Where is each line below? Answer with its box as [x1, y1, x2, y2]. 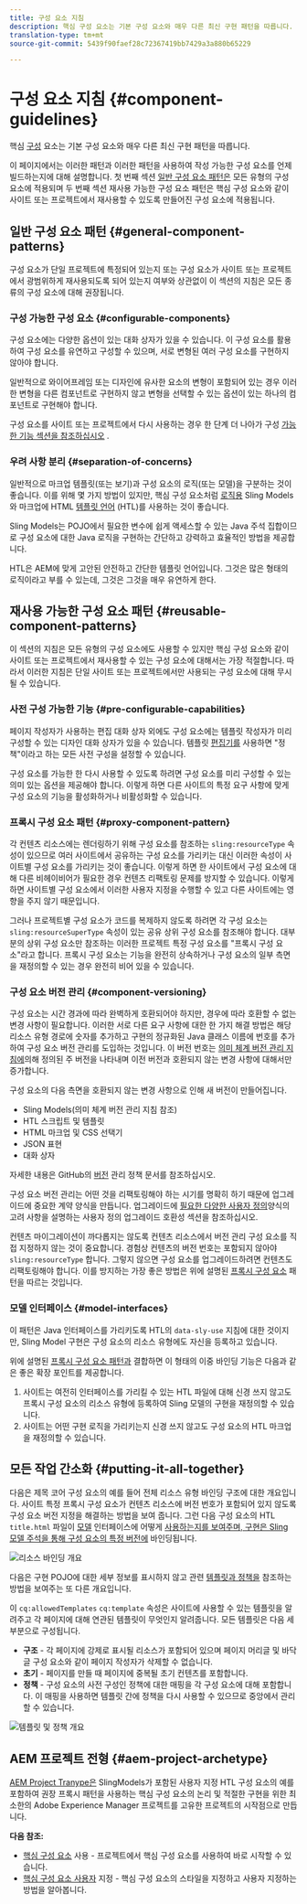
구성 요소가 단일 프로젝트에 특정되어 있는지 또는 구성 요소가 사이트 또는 [9, 264, 260, 274]
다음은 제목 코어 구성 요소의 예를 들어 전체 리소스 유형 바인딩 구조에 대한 [9, 1487, 265, 1498]
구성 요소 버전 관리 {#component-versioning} [9, 985, 207, 998]
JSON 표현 [22, 1139, 62, 1150]
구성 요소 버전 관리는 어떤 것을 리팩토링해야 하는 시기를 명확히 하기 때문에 [9, 1189, 270, 1200]
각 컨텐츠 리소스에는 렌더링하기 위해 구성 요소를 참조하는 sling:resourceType [9, 839, 286, 849]
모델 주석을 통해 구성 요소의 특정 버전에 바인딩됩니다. [9, 1533, 197, 1544]
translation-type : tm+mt [9, 30, 104, 39]
